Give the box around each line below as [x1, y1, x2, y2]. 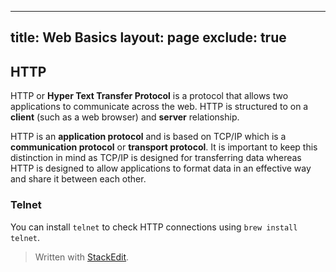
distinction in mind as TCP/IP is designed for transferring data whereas [10, 152, 302, 164]
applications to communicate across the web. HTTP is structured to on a [10, 101, 309, 113]
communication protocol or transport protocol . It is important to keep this [10, 141, 318, 153]
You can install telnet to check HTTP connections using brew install [10, 221, 298, 233]
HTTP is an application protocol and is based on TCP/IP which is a [10, 131, 287, 143]
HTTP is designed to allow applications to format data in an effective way [10, 162, 312, 175]
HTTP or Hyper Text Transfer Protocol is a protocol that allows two [10, 90, 289, 102]
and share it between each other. [10, 173, 147, 185]
